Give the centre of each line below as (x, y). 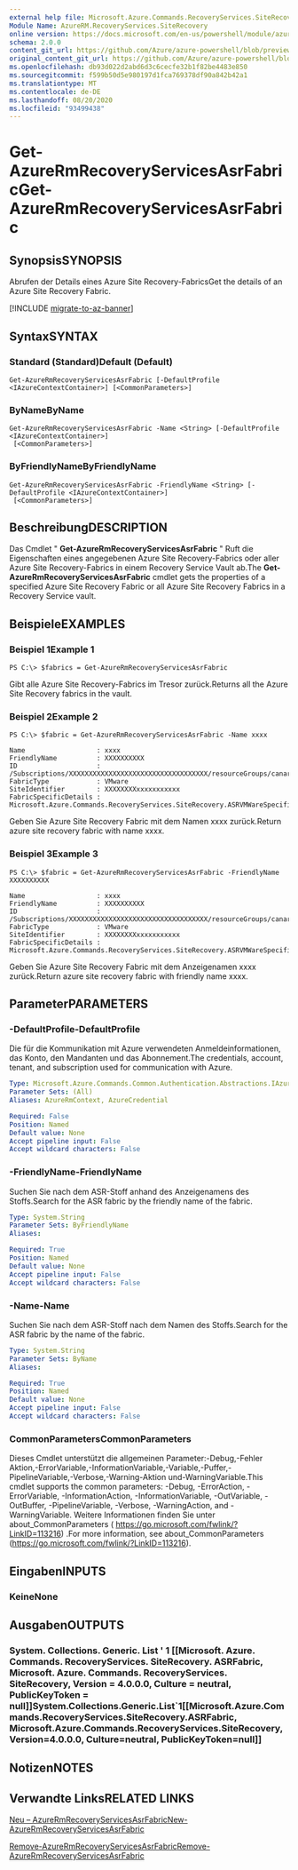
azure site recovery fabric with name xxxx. (87, 831)
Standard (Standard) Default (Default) (91, 362)
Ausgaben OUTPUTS (67, 1625)
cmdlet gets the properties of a (209, 577)
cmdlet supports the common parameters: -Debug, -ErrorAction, (127, 1487)
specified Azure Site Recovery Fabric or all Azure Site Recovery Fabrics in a (147, 586)
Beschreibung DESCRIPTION (89, 527)
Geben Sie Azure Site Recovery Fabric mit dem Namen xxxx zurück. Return (145, 822)
